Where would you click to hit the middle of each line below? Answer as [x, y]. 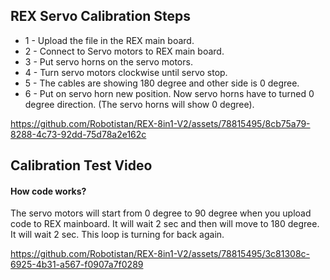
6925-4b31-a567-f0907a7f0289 [77, 265]
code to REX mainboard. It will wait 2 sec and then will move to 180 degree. [165, 224]
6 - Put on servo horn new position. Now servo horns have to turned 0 [169, 93]
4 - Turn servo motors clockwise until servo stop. [126, 72]
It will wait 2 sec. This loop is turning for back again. [117, 235]
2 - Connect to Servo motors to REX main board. [124, 51]
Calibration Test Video [81, 165]
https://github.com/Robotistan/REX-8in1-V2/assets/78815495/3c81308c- [160, 254]
